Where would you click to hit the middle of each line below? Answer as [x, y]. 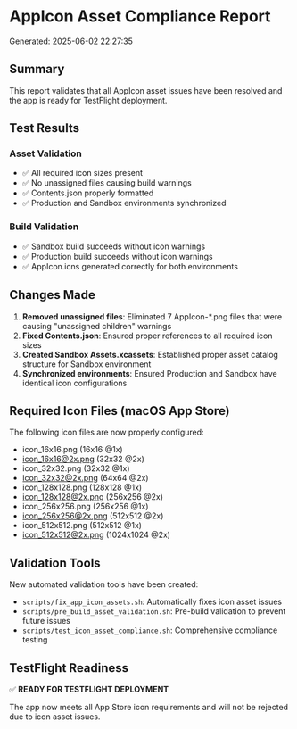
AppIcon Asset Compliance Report [140, 17]
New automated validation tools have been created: [104, 584]
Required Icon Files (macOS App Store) [120, 411]
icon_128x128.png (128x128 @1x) [82, 487]
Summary [37, 69]
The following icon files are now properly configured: [107, 432]
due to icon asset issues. [55, 717]
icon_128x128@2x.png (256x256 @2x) [92, 497]
